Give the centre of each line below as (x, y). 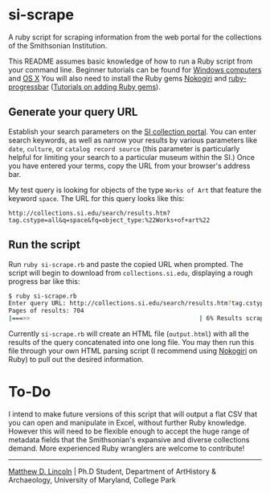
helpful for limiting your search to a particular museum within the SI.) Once (132, 157)
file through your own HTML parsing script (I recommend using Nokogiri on (133, 351)
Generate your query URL (73, 112)
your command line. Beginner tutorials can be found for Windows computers (135, 69)
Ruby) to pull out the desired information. (76, 359)
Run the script (44, 245)
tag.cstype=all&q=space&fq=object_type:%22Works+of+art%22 (109, 220)
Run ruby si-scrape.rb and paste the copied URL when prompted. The (126, 264)
